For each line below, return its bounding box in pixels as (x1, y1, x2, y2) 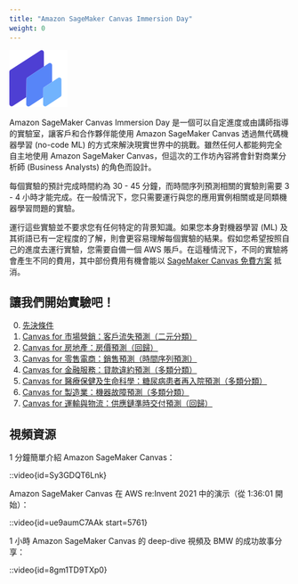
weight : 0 (9, 23, 46, 33)
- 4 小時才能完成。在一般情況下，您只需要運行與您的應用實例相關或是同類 (9, 192, 280, 202)
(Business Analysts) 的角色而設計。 (26, 161, 157, 172)
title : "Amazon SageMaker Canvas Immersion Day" (9, 14, 193, 23)
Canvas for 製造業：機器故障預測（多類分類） (21, 387, 189, 398)
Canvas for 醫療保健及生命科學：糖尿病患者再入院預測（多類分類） (21, 375, 268, 387)
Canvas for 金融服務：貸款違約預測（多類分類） (21, 365, 197, 375)
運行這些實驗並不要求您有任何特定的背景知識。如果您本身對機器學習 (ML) (9, 221, 278, 232)
